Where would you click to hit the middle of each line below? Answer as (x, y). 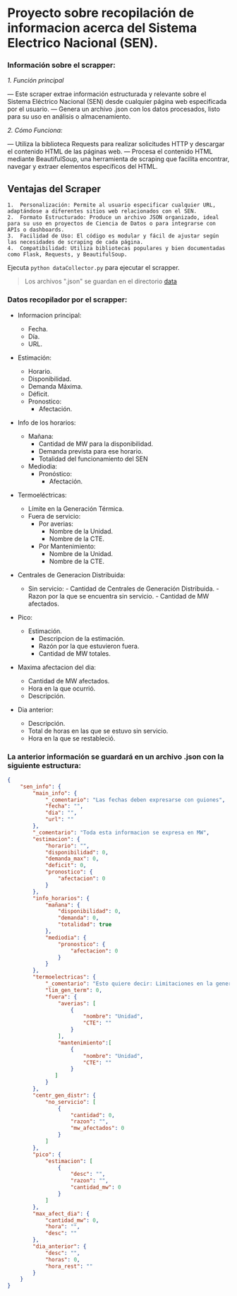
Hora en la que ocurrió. (62, 688)
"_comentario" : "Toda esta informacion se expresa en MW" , (121, 832)
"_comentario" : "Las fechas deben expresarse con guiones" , (135, 800)
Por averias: (56, 524)
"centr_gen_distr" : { (65, 1095)
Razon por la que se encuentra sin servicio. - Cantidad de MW (119, 596)
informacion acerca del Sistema (102, 28)
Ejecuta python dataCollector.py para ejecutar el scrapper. (93, 268)
